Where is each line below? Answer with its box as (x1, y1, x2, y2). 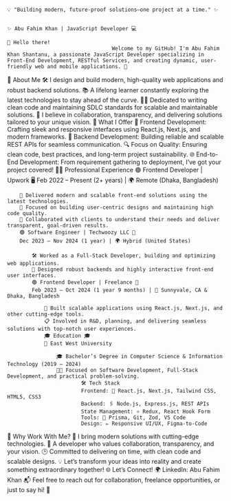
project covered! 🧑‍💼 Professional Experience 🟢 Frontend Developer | (7, 166, 203, 174)
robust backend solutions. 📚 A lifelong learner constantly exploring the (7, 86, 209, 94)
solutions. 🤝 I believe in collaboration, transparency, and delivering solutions (7, 111, 223, 119)
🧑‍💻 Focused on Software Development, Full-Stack (56, 367, 198, 374)
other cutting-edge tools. (7, 311, 85, 318)
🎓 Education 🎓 (43, 332, 91, 339)
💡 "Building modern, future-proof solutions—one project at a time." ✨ (7, 6, 219, 13)
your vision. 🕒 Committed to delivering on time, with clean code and (7, 447, 201, 456)
